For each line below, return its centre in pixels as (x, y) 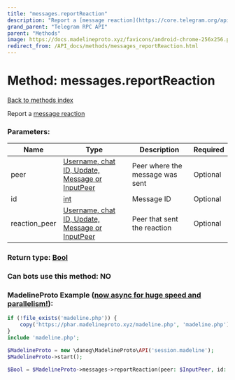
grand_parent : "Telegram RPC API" (58, 27)
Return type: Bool (38, 258)
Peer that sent (155, 219)
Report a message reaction (46, 113)
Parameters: (29, 131)
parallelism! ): (30, 304)
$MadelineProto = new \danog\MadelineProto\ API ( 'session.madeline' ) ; (111, 350)
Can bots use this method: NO (59, 277)
